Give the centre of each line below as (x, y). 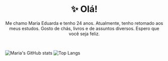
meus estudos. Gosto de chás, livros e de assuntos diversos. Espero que (84, 28)
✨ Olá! (84, 9)
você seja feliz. (84, 34)
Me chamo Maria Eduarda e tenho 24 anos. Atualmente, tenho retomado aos (84, 23)
